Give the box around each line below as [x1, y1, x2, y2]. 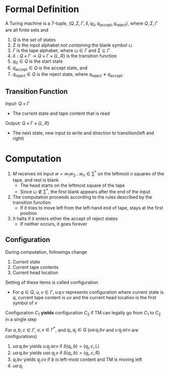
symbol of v [12, 300, 38, 306]
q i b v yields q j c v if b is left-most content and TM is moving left [12, 356, 142, 363]
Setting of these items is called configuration [5, 279, 98, 285]
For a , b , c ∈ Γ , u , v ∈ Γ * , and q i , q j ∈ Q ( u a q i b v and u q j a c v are [5, 326, 139, 334]
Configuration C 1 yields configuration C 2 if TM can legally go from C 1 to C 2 [5, 309, 161, 317]
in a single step [5, 316, 37, 322]
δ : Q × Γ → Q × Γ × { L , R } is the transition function [12, 53, 117, 59]
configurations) [5, 334, 37, 340]
